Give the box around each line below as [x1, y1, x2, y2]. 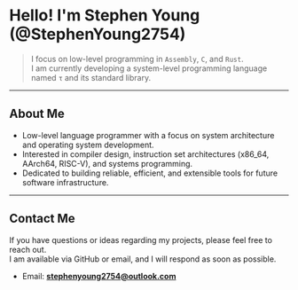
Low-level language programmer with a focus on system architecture [21, 129, 275, 140]
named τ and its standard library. [30, 72, 152, 82]
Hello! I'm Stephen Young [9, 5, 200, 26]
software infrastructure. [21, 176, 109, 187]
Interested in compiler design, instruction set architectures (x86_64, [21, 148, 270, 160]
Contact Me [9, 211, 75, 226]
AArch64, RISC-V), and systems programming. [21, 158, 193, 169]
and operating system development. [21, 139, 154, 150]
